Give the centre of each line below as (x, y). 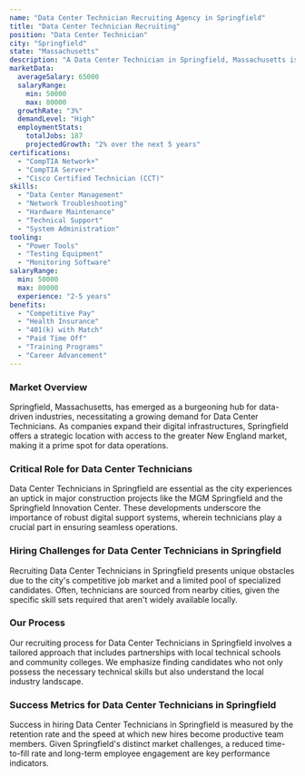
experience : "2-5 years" (64, 296)
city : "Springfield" (49, 43)
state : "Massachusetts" (54, 52)
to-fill (20, 753)
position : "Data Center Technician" (79, 34)
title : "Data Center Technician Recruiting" (95, 26)
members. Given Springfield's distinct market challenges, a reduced (137, 744)
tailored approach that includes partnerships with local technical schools (145, 652)
